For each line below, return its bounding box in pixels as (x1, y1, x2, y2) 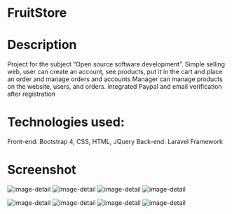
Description (7, 37, 77, 53)
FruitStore (7, 5, 67, 21)
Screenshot (7, 162, 76, 178)
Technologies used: (7, 114, 125, 130)
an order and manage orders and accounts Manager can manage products (7, 75, 223, 83)
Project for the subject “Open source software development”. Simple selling (7, 60, 226, 69)
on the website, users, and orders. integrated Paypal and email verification (7, 83, 222, 91)
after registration (7, 90, 56, 99)
